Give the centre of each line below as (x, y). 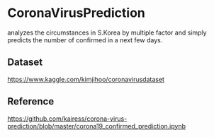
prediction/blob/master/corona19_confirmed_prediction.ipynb (97, 126)
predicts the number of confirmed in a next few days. (85, 40)
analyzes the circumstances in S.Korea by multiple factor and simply (107, 32)
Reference (31, 101)
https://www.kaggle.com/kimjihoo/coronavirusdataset (86, 79)
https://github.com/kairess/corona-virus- (67, 119)
